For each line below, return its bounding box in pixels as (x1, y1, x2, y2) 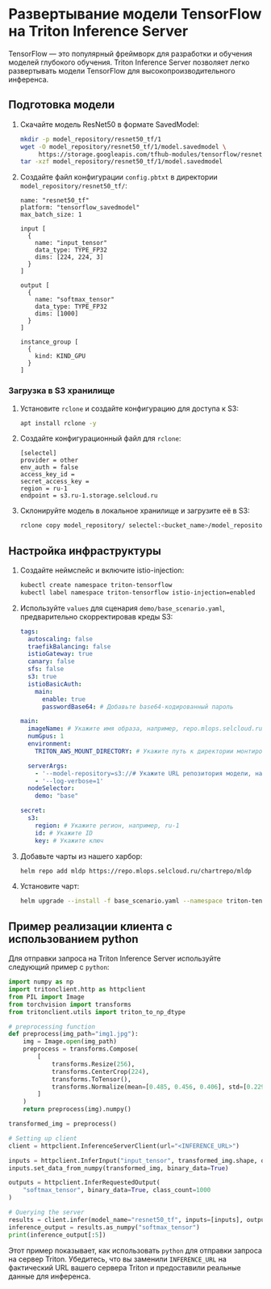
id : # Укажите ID (35, 829, 94, 837)
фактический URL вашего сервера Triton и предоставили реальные (8, 1262, 241, 1272)
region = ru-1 (19, 484, 68, 493)
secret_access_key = (19, 478, 90, 486)
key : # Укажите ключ (35, 836, 104, 845)
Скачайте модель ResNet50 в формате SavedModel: (19, 119, 199, 129)
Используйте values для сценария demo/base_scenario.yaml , (19, 603, 225, 613)
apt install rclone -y (19, 419, 97, 427)
